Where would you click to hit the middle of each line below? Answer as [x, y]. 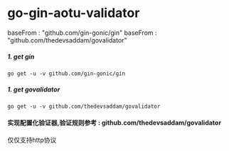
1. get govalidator [34, 89]
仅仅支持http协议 [32, 140]
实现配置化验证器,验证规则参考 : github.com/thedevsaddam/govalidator [114, 123]
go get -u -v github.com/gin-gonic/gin [66, 73]
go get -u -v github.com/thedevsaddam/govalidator [84, 106]
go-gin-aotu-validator [74, 13]
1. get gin [21, 56]
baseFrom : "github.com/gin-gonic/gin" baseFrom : [82, 33]
